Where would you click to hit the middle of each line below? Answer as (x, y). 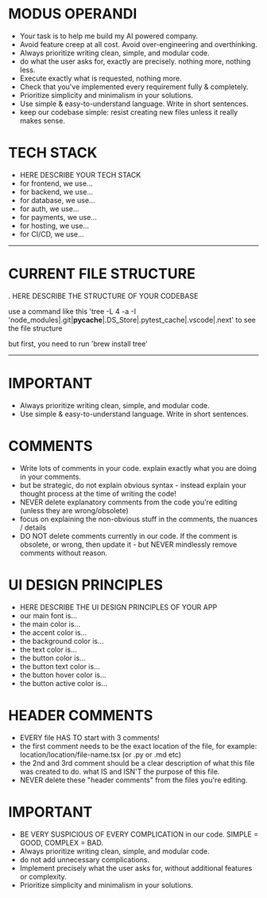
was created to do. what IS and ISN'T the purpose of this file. (120, 771)
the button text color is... (60, 666)
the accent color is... (53, 632)
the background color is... (62, 641)
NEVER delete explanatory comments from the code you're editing (128, 502)
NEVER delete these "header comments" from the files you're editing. (133, 780)
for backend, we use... (56, 191)
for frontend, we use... (56, 183)
